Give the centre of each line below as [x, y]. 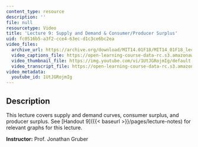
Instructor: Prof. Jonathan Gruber [47, 139]
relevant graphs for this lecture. [44, 128]
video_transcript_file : [40, 66]
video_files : [22, 45]
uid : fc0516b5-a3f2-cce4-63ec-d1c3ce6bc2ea [60, 39]
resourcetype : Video [32, 28]
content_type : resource [35, 11]
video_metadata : [26, 72]
